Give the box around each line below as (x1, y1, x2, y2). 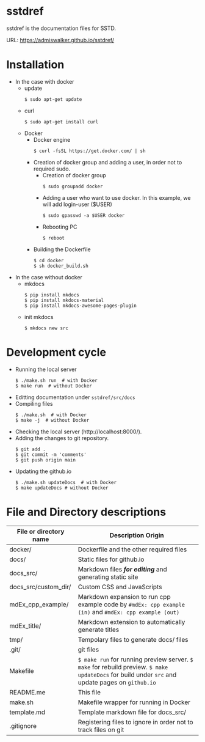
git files (77, 645, 99, 653)
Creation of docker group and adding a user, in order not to (33, 158, 182, 166)
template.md (9, 708, 46, 716)
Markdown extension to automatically (77, 617, 185, 626)
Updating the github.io (15, 468, 72, 475)
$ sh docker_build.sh (33, 263, 88, 269)
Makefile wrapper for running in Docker (77, 698, 191, 707)
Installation (6, 58, 65, 72)
